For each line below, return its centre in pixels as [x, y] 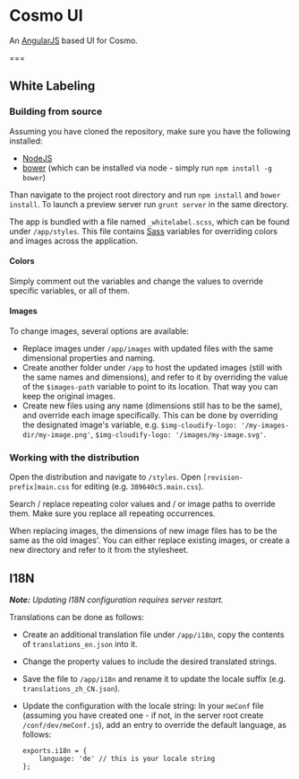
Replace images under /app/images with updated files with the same [148, 349]
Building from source [56, 111]
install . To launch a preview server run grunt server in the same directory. [149, 204]
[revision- [223, 478]
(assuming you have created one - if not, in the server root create [143, 715]
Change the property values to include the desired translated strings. [149, 661]
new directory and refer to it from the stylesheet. [99, 550]
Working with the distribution [74, 457]
